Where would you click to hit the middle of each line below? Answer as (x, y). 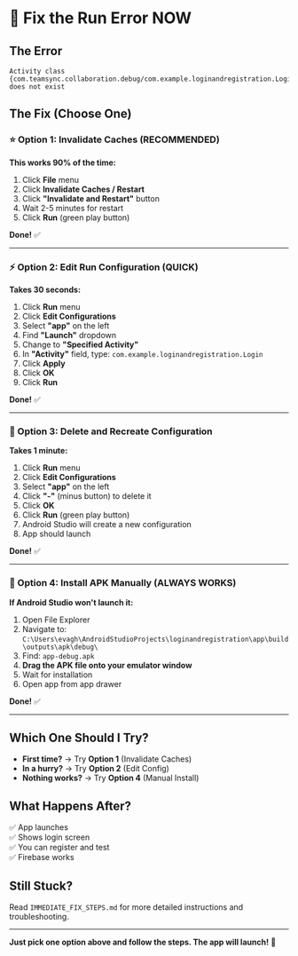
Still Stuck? (41, 885)
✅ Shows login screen (50, 837)
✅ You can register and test (59, 848)
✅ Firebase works (42, 857)
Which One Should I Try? (79, 737)
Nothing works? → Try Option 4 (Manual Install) (110, 778)
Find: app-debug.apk (58, 655)
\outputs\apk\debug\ (60, 647)
